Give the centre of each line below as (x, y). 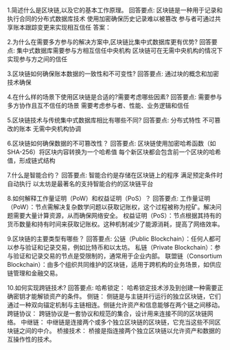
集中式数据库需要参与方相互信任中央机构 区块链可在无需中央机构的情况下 (119, 51)
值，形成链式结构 (31, 161)
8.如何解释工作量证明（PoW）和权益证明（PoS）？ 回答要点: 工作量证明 (109, 198)
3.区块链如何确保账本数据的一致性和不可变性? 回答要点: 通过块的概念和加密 (113, 74)
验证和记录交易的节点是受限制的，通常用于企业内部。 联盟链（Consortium (117, 256)
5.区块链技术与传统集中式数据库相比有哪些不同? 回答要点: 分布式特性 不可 (111, 120)
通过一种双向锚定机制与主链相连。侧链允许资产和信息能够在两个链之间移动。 (115, 305)
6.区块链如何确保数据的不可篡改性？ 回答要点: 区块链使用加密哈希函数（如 (112, 143)
